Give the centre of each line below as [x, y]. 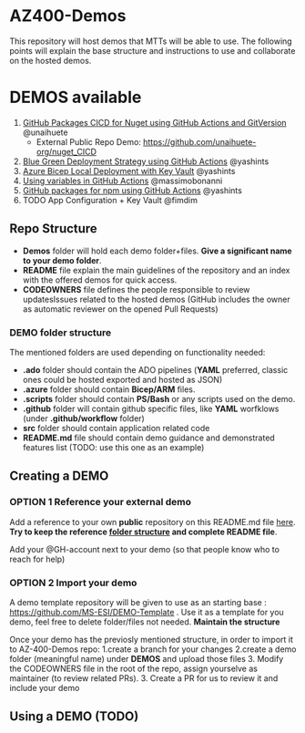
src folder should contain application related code [116, 428]
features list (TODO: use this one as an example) [113, 447]
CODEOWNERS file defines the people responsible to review [136, 289]
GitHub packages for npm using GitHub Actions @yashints [132, 190]
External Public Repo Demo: [88, 141]
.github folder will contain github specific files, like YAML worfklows [151, 408]
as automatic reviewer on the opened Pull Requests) [120, 309]
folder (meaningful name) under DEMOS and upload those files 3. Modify [147, 658]
